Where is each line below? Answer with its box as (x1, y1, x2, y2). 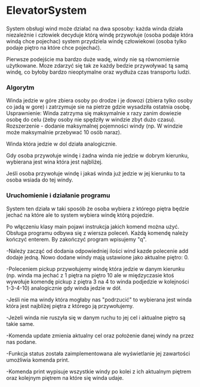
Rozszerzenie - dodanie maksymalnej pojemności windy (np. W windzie (6, 122, 183, 129)
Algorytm (6, 83, 35, 92)
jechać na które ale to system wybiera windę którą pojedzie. (6, 211, 154, 219)
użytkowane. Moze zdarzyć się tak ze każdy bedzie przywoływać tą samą (6, 62, 188, 69)
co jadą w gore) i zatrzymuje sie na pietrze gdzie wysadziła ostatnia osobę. (6, 103, 191, 111)
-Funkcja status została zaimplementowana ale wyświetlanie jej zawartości (6, 350, 190, 357)
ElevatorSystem (6, 4, 87, 17)
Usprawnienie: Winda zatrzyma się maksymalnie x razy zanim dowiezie (6, 110, 182, 117)
